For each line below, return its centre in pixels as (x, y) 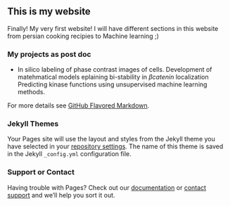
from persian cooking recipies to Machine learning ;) (83, 36)
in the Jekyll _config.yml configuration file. (69, 154)
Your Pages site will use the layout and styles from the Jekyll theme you (111, 139)
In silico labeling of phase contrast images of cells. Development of (115, 70)
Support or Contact (41, 172)
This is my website (49, 12)
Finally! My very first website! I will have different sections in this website (113, 28)
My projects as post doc (49, 54)
